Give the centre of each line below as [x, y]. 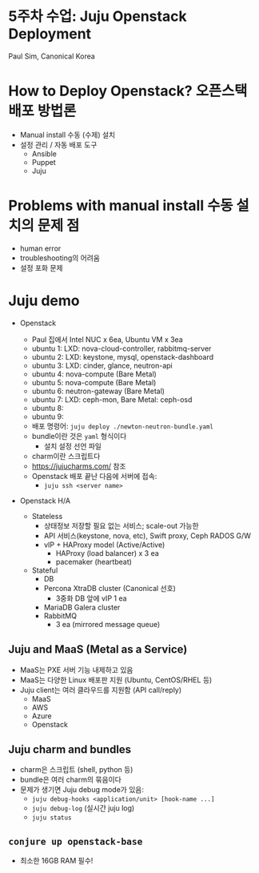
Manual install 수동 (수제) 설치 [68, 135]
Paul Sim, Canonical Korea [52, 56]
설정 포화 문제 [41, 268]
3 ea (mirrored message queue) [108, 624]
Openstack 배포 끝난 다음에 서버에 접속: [94, 476]
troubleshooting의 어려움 [60, 258]
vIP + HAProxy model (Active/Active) [104, 545]
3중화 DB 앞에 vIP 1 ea [91, 598]
